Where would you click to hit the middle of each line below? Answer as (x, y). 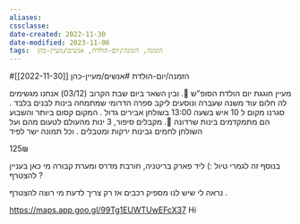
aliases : (26, 17)
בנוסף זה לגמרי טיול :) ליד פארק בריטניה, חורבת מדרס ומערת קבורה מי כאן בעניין (145, 166)
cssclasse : (30, 26)
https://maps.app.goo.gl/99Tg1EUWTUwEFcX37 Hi (103, 210)
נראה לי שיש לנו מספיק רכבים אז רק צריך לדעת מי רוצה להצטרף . (119, 193)
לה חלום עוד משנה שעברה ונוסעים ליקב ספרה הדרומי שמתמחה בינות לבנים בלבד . (148, 103)
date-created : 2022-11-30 (57, 34)
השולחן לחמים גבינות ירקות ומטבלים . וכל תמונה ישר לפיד (106, 131)
